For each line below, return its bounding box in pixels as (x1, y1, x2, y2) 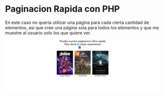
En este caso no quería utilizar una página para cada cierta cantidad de (5, 19, 149, 25)
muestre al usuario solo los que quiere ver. (5, 30, 91, 36)
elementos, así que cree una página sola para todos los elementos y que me (5, 24, 160, 30)
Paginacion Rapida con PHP (5, 3, 120, 15)
